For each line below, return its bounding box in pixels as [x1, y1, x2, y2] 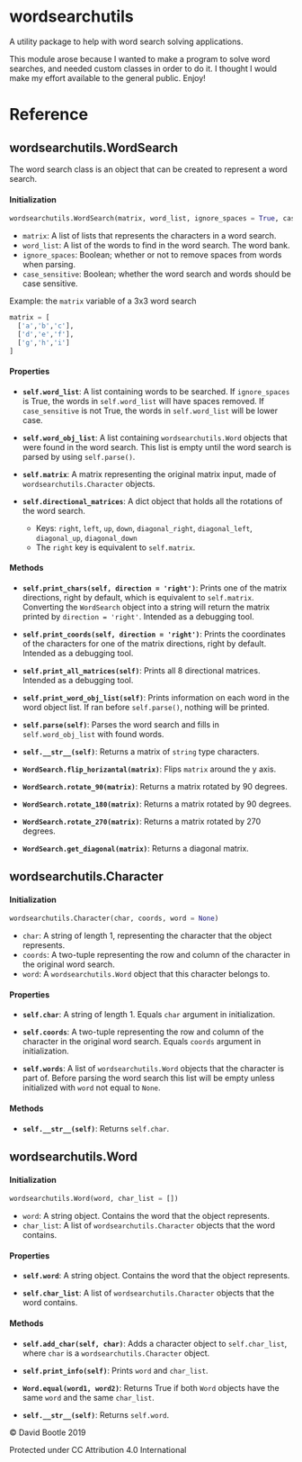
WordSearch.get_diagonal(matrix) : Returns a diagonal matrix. [22, 843, 249, 853]
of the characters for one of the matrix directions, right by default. [22, 637, 267, 649]
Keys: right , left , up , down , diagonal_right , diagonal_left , [35, 522, 253, 533]
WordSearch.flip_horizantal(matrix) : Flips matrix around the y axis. [22, 763, 277, 774]
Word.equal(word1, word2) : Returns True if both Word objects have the [22, 1382, 280, 1393]
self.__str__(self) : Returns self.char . [22, 1123, 170, 1133]
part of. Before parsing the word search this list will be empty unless [22, 1073, 276, 1084]
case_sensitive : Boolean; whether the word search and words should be [22, 268, 292, 280]
